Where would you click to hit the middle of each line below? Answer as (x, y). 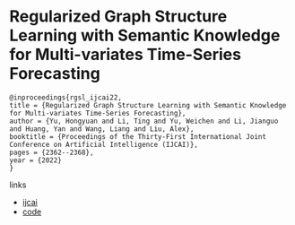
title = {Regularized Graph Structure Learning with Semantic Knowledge (148, 105)
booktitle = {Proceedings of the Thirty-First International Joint (138, 136)
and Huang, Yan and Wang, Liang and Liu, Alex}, (102, 129)
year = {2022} (36, 160)
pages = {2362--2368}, (52, 152)
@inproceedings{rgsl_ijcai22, (66, 97)
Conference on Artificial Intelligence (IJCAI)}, (104, 144)
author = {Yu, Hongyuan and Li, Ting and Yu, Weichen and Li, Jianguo (144, 121)
